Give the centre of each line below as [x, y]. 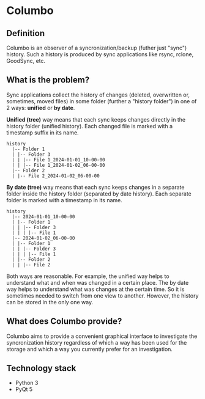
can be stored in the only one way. [50, 302]
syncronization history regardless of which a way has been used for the [97, 342]
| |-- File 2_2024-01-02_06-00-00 [56, 176]
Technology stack [41, 368]
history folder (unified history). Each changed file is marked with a [90, 126]
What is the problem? [48, 80]
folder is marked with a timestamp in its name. [64, 200]
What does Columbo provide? [64, 321]
